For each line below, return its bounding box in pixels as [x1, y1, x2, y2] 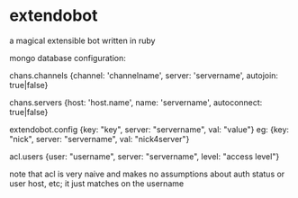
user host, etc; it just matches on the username [9, 177, 185, 189]
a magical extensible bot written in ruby [9, 35, 156, 46]
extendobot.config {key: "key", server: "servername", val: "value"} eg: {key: [9, 123, 290, 135]
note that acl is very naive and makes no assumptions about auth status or [9, 168, 285, 179]
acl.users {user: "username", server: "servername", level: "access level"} [9, 150, 280, 162]
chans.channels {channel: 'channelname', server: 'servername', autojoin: [9, 69, 279, 81]
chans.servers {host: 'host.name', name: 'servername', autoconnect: [9, 96, 263, 108]
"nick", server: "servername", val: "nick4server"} [9, 133, 190, 144]
